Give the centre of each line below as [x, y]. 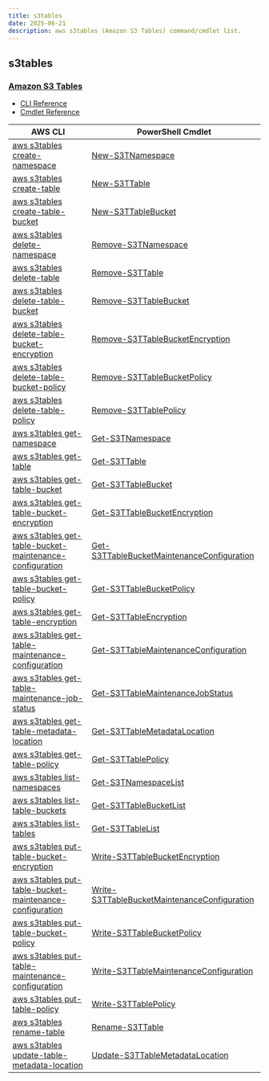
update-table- [40, 1055]
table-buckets [39, 811]
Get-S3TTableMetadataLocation [153, 731]
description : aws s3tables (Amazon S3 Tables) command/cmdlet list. [125, 30]
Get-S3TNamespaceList [138, 782]
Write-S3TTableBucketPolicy [147, 933]
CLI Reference [44, 104]
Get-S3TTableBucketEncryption [153, 513]
